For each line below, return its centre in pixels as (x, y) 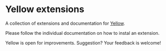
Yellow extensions (45, 9)
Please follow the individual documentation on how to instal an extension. (82, 33)
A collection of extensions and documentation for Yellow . (65, 23)
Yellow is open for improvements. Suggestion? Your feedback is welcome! (83, 43)
